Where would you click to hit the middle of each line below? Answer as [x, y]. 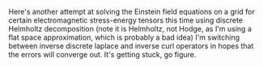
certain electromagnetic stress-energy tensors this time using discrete [126, 20]
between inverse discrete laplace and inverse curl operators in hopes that [131, 46]
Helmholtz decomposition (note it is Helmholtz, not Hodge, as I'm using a [130, 29]
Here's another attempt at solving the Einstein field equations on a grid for [131, 12]
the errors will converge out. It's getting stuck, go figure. [102, 54]
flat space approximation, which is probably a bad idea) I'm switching [124, 37]
